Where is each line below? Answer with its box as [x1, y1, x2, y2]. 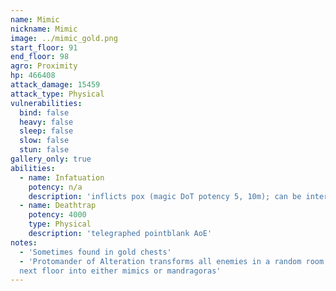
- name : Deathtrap [19, 201, 97, 211]
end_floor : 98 [10, 52, 70, 62]
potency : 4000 [28, 210, 87, 220]
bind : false [19, 107, 70, 118]
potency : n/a [28, 182, 83, 192]
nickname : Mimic [10, 24, 78, 34]
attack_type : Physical [10, 89, 105, 99]
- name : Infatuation [19, 172, 105, 183]
